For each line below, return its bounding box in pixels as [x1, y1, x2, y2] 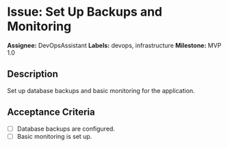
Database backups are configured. [16, 124, 115, 133]
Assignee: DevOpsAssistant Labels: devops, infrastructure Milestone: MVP [7, 41, 222, 49]
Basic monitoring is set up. [16, 132, 92, 140]
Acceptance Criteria [7, 107, 95, 118]
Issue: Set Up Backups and [7, 4, 163, 20]
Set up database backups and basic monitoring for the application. [7, 86, 195, 94]
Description [7, 68, 58, 80]
